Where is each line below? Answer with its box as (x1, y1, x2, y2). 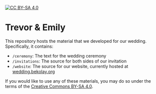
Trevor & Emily (5, 22, 65, 33)
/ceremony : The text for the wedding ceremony (12, 53, 107, 59)
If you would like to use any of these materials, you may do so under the (5, 78, 151, 84)
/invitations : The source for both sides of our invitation (12, 58, 127, 64)
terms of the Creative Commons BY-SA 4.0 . (5, 83, 94, 89)
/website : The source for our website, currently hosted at (12, 63, 128, 69)
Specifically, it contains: (5, 43, 53, 49)
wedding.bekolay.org (12, 68, 55, 74)
